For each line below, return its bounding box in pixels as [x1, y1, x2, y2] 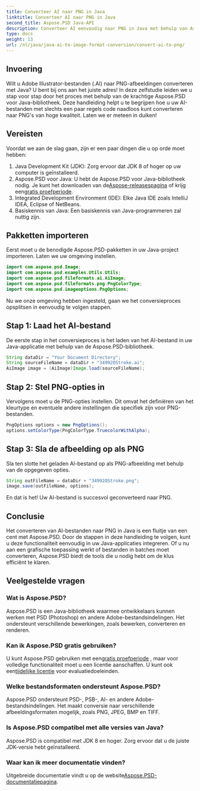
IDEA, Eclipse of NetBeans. [14, 200, 82, 207]
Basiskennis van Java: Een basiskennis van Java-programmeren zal [14, 207, 182, 214]
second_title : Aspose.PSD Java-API [6, 20, 95, 26]
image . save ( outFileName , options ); [6, 483, 95, 489]
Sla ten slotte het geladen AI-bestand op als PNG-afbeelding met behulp [6, 460, 184, 467]
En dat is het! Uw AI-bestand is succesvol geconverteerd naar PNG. [6, 494, 173, 501]
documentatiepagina [6, 778, 57, 785]
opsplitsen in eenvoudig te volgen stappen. [6, 303, 112, 311]
